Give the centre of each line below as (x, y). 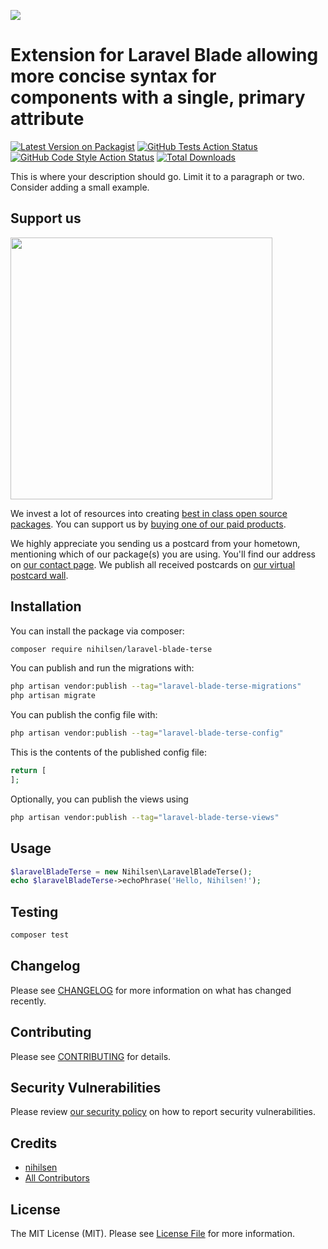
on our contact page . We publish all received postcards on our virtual (153, 564)
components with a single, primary (158, 97)
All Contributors (57, 1178)
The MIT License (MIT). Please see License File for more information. (152, 1233)
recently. (28, 1001)
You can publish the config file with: (84, 715)
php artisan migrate (53, 696)
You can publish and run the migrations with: (102, 668)
